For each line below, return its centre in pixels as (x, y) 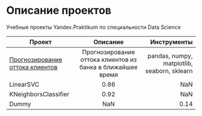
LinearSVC (24, 84)
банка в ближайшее (109, 67)
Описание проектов (59, 11)
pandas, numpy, (170, 56)
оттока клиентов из (109, 60)
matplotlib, (178, 63)
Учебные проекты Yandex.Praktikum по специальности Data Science (94, 27)
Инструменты (171, 41)
